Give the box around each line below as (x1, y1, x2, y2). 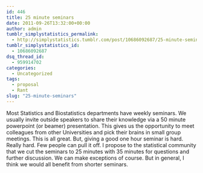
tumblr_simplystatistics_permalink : (6, 31, 98, 37)
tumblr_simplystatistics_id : (6, 43, 80, 49)
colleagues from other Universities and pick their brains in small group (6, 128, 181, 136)
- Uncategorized (11, 71, 53, 77)
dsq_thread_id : (6, 54, 45, 60)
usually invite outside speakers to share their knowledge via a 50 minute (6, 116, 186, 123)
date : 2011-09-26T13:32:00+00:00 (6, 20, 91, 26)
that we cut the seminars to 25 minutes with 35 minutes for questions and (6, 148, 190, 155)
